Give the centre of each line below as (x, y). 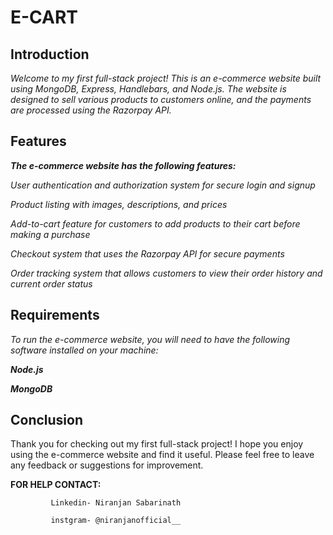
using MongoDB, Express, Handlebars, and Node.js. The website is (148, 89)
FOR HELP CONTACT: (56, 485)
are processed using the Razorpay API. (91, 110)
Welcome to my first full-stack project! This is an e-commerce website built (166, 78)
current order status (51, 283)
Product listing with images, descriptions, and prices (119, 204)
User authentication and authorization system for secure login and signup (163, 185)
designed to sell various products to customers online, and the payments (161, 99)
